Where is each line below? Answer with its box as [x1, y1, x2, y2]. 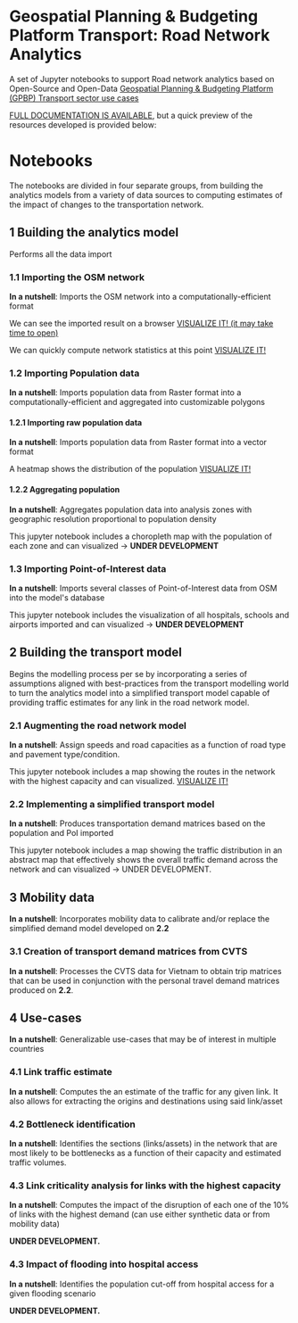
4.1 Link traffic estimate [9, 1066, 113, 1079]
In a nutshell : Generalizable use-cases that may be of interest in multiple [9, 1034, 277, 1045]
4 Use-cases [9, 1010, 82, 1025]
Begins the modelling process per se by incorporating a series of [9, 668, 248, 679]
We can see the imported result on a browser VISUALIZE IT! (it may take [9, 318, 274, 328]
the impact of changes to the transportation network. [9, 199, 204, 210]
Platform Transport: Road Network [9, 25, 270, 45]
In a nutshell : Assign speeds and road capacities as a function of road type [9, 740, 286, 750]
